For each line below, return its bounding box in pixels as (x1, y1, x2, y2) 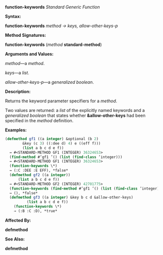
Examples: (5, 127, 27, 133)
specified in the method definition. (5, 118, 74, 123)
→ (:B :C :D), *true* (14, 208, 57, 213)
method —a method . (5, 61, 45, 66)
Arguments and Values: (5, 51, 54, 57)
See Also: (5, 236, 25, 242)
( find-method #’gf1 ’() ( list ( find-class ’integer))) (9, 155, 123, 159)
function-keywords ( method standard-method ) (5, 42, 102, 48)
